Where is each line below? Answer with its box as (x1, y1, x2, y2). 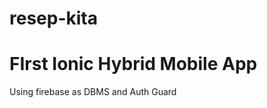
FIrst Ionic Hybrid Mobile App (9, 53, 258, 76)
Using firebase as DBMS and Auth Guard (9, 86, 177, 98)
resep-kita (9, 7, 98, 30)
